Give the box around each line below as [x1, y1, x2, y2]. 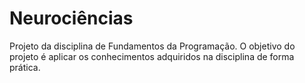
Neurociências [9, 7, 134, 30]
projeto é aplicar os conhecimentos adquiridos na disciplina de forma [9, 50, 295, 62]
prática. [9, 61, 41, 73]
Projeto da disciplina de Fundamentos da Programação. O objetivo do [9, 40, 296, 52]
